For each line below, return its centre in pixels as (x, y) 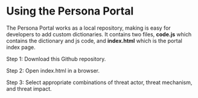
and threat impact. (29, 88)
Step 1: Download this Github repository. (56, 59)
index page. (21, 47)
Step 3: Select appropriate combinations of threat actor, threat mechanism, (99, 82)
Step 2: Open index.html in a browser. (53, 70)
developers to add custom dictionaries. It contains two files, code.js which (99, 34)
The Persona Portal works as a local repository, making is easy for (88, 28)
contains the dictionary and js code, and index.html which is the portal (94, 41)
